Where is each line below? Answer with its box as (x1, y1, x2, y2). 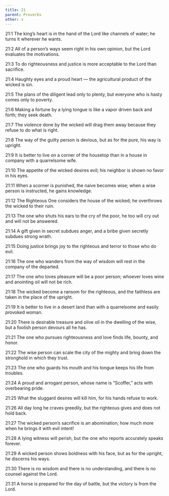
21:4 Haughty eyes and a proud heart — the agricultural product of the (5, 76, 152, 82)
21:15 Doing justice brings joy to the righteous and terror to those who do (5, 243, 156, 250)
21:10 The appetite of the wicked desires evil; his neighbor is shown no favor (5, 168, 164, 174)
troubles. (5, 370, 24, 376)
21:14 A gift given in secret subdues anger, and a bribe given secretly (5, 228, 149, 234)
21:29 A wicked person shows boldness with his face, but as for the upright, (5, 450, 163, 457)
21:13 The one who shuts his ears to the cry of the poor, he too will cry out (5, 213, 159, 219)
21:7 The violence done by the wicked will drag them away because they (5, 122, 156, 128)
